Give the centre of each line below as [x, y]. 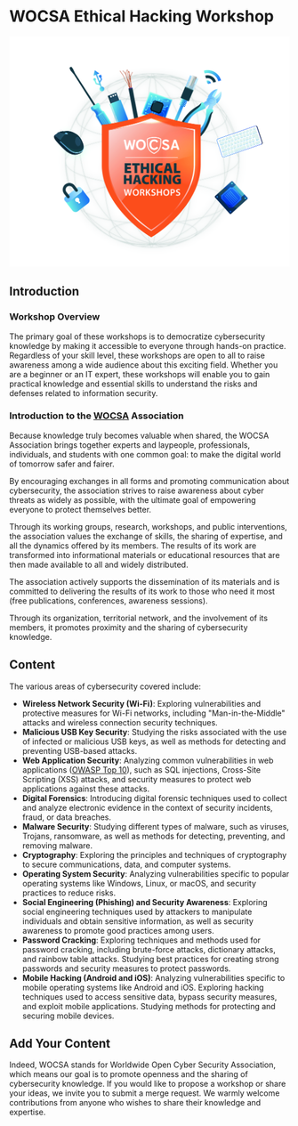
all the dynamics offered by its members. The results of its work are [133, 546]
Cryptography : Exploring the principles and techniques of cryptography [154, 855]
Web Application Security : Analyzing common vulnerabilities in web [148, 760]
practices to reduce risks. [69, 893]
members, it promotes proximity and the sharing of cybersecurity [129, 627]
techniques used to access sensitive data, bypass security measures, [149, 996]
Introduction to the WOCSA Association [97, 416]
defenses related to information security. [84, 393]
